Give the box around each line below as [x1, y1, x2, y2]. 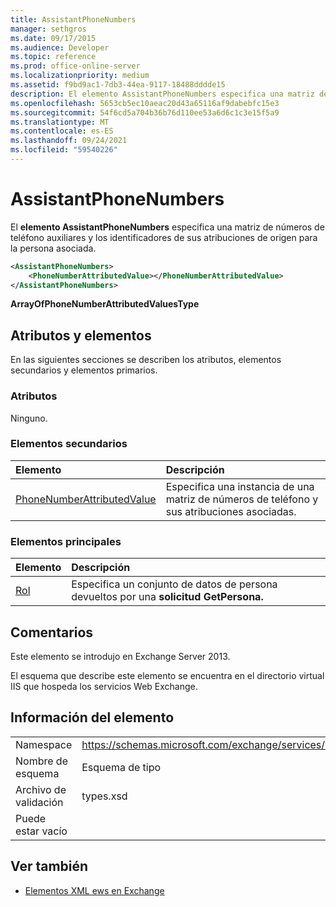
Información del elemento [10, 709, 175, 726]
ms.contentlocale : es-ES [10, 126, 114, 136]
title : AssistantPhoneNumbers [10, 14, 137, 25]
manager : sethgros [10, 24, 87, 34]
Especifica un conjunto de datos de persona [71, 577, 278, 591]
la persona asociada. [10, 242, 97, 254]
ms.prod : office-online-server [10, 61, 141, 71]
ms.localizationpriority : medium [10, 71, 150, 81]
